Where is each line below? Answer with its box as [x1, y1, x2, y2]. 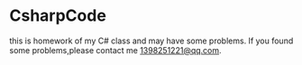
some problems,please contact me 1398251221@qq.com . [9, 44, 223, 55]
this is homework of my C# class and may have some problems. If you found [9, 35, 294, 46]
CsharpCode [9, 5, 106, 26]
